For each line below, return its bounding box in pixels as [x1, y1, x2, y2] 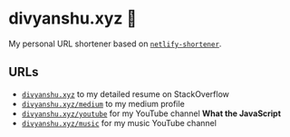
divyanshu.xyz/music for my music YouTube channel [21, 117, 217, 128]
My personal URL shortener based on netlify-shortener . [8, 38, 222, 49]
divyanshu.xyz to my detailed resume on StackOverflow [21, 88, 230, 99]
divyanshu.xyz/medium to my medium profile [21, 98, 185, 109]
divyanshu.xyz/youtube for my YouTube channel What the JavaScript [21, 108, 282, 119]
